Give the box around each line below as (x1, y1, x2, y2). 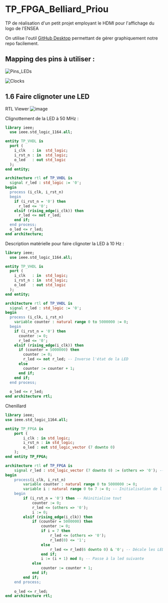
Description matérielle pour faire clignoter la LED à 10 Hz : (5, 240, 124, 246)
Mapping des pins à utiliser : (5, 55, 95, 64)
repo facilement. (5, 40, 39, 46)
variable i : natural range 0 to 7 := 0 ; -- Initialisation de (23, 486, 158, 491)
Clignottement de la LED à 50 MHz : (5, 115, 79, 121)
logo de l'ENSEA (5, 25, 39, 31)
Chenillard (5, 403, 26, 409)
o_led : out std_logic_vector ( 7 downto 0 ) (23, 445, 115, 450)
